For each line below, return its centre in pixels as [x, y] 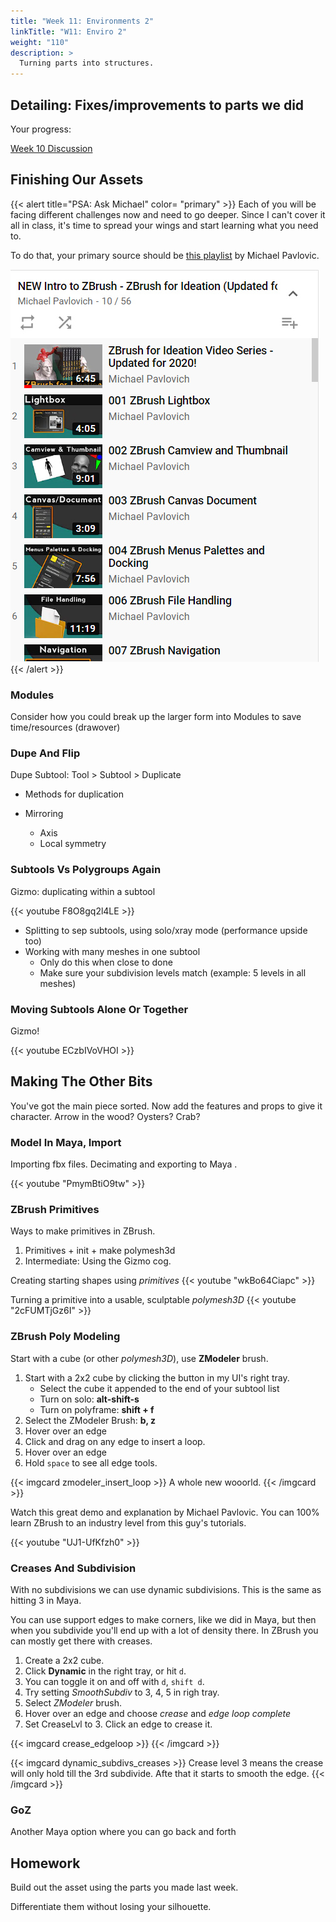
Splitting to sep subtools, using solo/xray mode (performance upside [166, 930]
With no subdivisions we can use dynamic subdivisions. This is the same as [166, 1589]
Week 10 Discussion [51, 148]
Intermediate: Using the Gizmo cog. [98, 1261]
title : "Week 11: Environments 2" [82, 21]
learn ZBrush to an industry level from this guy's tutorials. [128, 1522]
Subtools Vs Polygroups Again [86, 870]
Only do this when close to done [106, 962]
